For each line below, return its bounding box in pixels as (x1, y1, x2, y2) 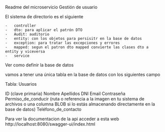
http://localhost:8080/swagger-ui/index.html (5, 121, 96, 127)
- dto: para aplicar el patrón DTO (5, 28, 83, 33)
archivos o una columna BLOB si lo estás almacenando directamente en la (5, 101, 155, 107)
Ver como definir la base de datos (5, 62, 74, 68)
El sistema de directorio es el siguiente (5, 14, 84, 19)
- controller (5, 23, 36, 28)
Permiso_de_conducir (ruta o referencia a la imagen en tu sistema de (5, 96, 144, 101)
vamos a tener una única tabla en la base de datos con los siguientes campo (5, 71, 161, 77)
